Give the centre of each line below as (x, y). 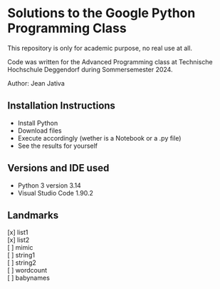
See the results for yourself (58, 146)
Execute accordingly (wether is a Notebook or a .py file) (99, 138)
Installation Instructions (62, 106)
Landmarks (33, 215)
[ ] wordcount (27, 270)
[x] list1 (18, 233)
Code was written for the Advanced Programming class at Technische (110, 61)
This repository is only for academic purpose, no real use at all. (100, 48)
